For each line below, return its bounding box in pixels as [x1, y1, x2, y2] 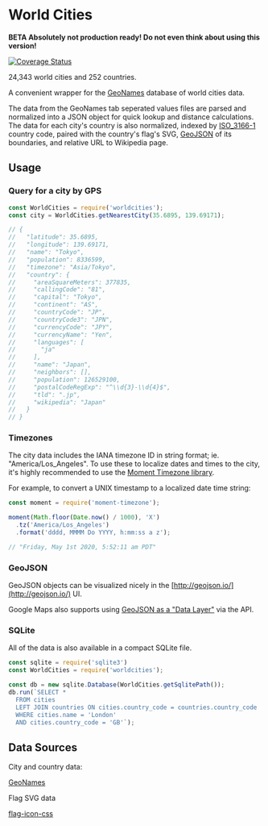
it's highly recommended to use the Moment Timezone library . [8, 468, 215, 478]
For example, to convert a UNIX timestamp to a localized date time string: [8, 483, 251, 493]
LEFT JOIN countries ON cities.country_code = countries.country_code [15, 703, 258, 711]
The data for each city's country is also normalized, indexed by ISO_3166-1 [8, 120, 256, 130]
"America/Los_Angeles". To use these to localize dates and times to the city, [8, 459, 260, 469]
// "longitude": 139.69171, [8, 240, 110, 249]
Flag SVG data [8, 793, 56, 803]
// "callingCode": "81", [8, 286, 106, 294]
